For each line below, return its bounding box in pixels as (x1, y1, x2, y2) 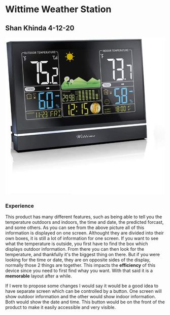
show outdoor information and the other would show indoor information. (5, 294, 156, 300)
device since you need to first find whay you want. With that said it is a (5, 267, 153, 274)
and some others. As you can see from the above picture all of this (5, 224, 145, 231)
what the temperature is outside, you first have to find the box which (5, 241, 148, 247)
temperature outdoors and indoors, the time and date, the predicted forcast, (5, 219, 164, 225)
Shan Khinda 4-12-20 (5, 24, 75, 32)
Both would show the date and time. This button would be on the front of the (5, 299, 165, 305)
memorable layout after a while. (5, 273, 72, 279)
